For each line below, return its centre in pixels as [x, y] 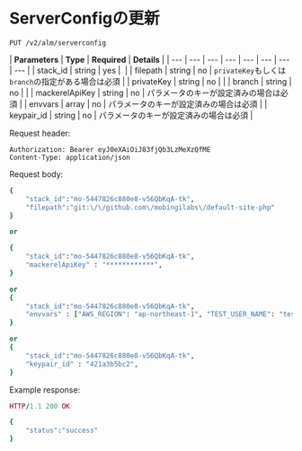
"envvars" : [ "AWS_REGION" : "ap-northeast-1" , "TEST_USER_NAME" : [151, 314]
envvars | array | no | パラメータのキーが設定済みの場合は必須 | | [148, 103]
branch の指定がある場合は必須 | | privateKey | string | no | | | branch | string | [151, 81]
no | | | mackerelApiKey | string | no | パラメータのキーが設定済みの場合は [145, 93]
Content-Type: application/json [70, 157]
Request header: [40, 133]
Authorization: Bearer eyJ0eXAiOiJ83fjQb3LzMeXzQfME [110, 149]
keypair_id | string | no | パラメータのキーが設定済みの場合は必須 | [131, 115]
